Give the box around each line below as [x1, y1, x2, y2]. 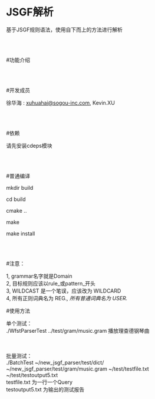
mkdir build [6, 184, 34, 191]
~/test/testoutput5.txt [6, 371, 58, 378]
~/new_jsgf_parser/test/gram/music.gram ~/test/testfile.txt [6, 365, 149, 372]
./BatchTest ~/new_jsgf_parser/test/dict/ [6, 359, 104, 366]
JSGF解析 [6, 5, 54, 19]
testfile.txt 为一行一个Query [6, 378, 72, 385]
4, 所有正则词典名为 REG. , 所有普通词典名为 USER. [6, 294, 128, 301]
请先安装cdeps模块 [6, 142, 52, 149]
